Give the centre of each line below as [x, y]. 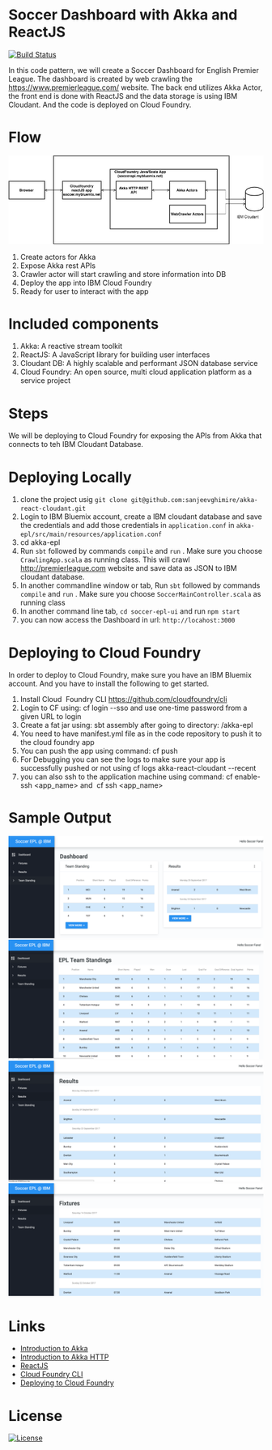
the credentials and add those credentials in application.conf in [127, 525]
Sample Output [60, 818]
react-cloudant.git [53, 509]
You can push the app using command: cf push [99, 751]
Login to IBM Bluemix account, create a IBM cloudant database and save [141, 517]
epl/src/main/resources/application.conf [91, 535]
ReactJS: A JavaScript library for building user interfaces [115, 355]
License [36, 1416]
